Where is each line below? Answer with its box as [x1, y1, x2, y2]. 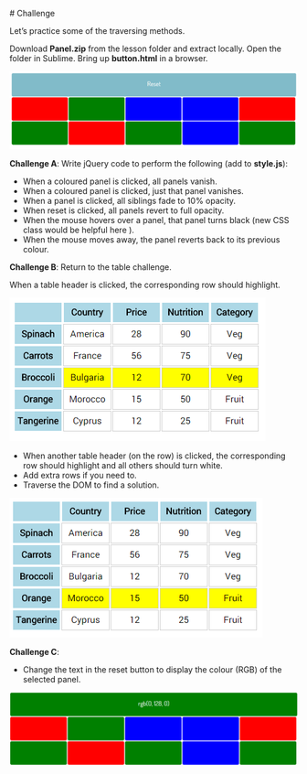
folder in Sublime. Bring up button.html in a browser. [9, 53, 208, 63]
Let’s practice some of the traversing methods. [9, 26, 185, 36]
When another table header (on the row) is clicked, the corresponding [22, 450, 286, 461]
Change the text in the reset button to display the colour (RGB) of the [22, 663, 282, 675]
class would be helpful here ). [22, 224, 135, 235]
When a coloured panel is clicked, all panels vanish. [22, 176, 217, 187]
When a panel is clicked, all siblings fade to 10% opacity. [22, 195, 236, 206]
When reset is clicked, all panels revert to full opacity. [22, 205, 225, 216]
